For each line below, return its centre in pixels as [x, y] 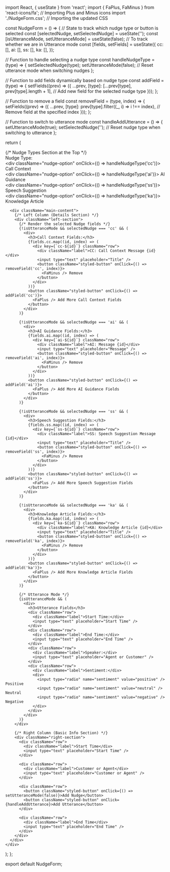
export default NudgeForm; [34, 864]
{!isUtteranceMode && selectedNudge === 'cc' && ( [74, 229]
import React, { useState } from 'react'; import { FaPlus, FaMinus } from [80, 7]
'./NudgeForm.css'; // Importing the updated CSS [57, 18]
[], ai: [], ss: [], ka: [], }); [30, 50]
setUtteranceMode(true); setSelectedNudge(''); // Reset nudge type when [83, 127]
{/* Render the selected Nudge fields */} [64, 224]
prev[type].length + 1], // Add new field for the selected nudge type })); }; [82, 91]
